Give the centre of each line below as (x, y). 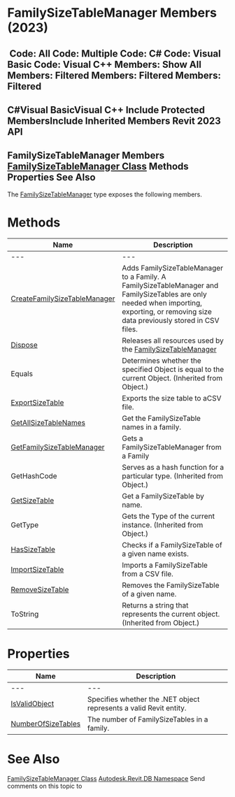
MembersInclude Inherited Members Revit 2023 (114, 121)
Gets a (133, 438)
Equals (22, 373)
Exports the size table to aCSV (172, 398)
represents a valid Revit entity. (137, 708)
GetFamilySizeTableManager (58, 447)
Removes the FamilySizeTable (171, 585)
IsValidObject (33, 703)
